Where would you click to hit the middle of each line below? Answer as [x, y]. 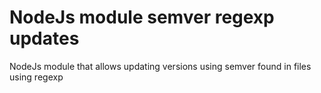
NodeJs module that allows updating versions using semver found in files [160, 66]
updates [44, 38]
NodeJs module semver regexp [142, 17]
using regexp [36, 77]
